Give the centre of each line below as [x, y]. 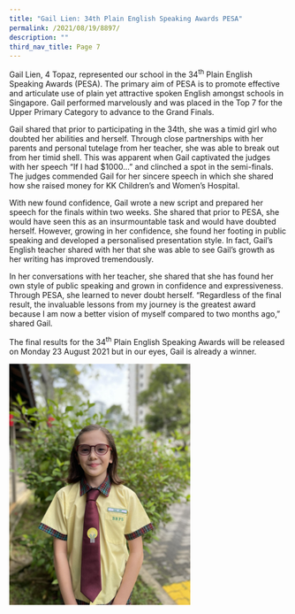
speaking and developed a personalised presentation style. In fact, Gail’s [141, 240]
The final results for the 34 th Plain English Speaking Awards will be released [147, 341]
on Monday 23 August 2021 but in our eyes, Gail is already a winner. [133, 351]
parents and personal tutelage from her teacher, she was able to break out [144, 148]
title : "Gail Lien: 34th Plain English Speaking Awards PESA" [126, 19]
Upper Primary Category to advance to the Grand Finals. [112, 111]
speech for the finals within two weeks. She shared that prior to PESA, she [144, 211]
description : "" [39, 37]
